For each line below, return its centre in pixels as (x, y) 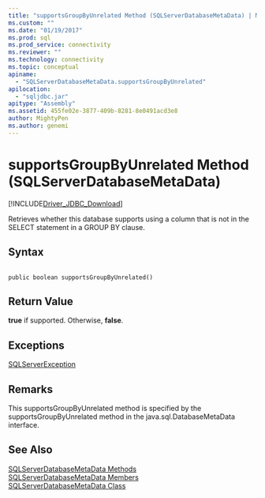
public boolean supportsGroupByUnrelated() (81, 277)
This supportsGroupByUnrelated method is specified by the (105, 408)
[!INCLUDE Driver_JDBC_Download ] (66, 203)
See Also (30, 450)
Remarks (31, 389)
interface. (24, 424)
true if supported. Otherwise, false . (66, 320)
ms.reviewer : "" (35, 52)
